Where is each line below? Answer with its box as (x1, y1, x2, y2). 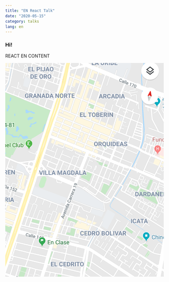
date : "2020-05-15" (5, 13, 46, 19)
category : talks (5, 19, 39, 24)
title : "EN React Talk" (5, 8, 55, 13)
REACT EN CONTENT (5, 53, 50, 59)
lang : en (5, 24, 24, 29)
